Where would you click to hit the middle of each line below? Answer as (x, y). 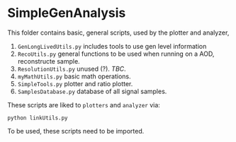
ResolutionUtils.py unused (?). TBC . (72, 69)
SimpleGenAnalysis (67, 13)
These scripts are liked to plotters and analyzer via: (84, 105)
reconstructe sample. (49, 61)
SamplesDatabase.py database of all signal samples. (92, 91)
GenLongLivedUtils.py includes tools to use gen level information (112, 46)
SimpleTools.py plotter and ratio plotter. (75, 83)
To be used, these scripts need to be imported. (76, 131)
